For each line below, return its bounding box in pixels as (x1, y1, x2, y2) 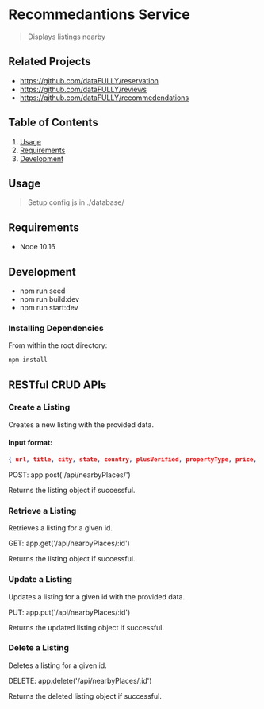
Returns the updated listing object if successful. (8, 622, 165, 632)
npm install (8, 356, 48, 364)
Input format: (8, 438, 53, 448)
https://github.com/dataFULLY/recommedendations (19, 93, 189, 102)
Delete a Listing (8, 642, 70, 653)
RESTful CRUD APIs (8, 378, 107, 391)
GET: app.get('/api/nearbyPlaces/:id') (8, 538, 131, 549)
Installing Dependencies (8, 322, 105, 333)
